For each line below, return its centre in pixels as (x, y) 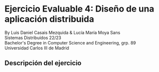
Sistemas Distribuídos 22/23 (33, 38)
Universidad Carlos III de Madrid (37, 48)
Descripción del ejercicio (43, 63)
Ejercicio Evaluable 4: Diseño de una (79, 9)
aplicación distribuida (49, 19)
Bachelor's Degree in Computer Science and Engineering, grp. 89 (70, 43)
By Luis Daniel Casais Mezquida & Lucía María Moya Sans (62, 32)
